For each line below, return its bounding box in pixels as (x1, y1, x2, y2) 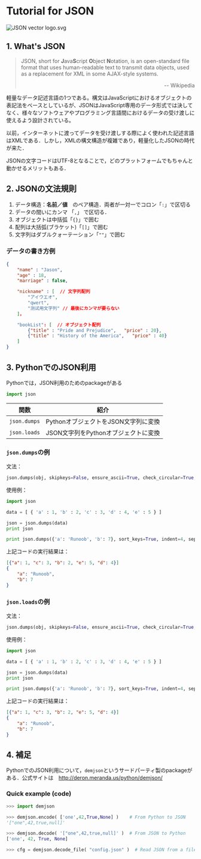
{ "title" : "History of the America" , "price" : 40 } (28, 333, 167, 339)
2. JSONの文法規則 (6, 184, 77, 194)
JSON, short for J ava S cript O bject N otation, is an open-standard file (20, 57, 190, 64)
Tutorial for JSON (6, 4, 95, 18)
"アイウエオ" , (28, 294, 58, 300)
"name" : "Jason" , (17, 267, 63, 273)
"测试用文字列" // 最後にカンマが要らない (28, 305, 120, 311)
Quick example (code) (6, 789, 72, 798)
